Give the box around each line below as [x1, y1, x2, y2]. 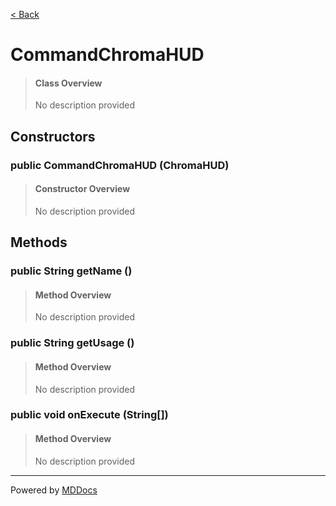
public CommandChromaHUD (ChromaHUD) [10, 158, 230, 172]
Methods [10, 234, 68, 251]
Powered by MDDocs [10, 484, 98, 496]
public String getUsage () [10, 336, 135, 350]
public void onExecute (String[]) [10, 408, 169, 422]
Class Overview [34, 77, 103, 89]
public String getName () [10, 264, 133, 278]
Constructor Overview [34, 183, 131, 195]
